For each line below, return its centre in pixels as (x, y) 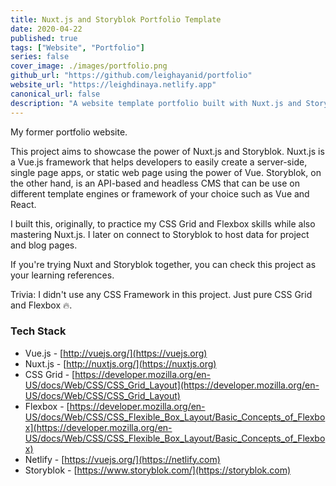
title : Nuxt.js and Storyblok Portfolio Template (116, 19)
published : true (44, 38)
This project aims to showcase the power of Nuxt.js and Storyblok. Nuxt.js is (167, 151)
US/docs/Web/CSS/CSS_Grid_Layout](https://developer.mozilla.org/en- (172, 385)
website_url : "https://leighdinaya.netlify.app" (113, 85)
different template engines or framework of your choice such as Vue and (160, 193)
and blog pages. (44, 245)
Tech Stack (38, 331)
